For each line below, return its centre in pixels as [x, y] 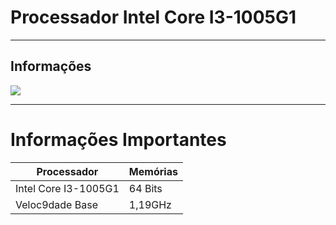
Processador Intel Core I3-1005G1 [153, 17]
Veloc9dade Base [56, 204]
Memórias [153, 171]
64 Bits [145, 188]
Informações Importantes [118, 139]
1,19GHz [150, 204]
